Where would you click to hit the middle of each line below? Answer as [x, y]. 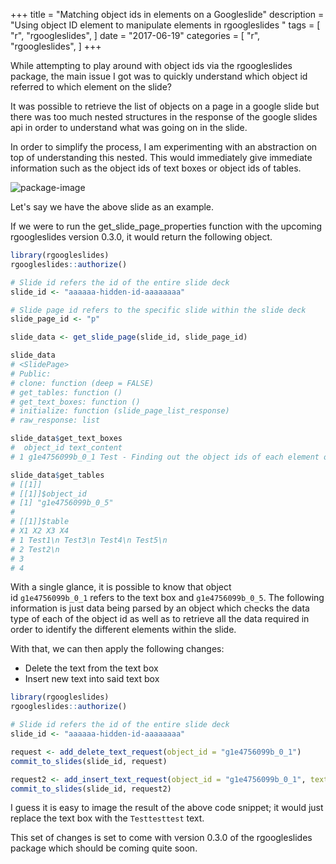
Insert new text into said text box [92, 679]
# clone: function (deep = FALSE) [82, 383]
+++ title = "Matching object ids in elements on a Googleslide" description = [167, 14]
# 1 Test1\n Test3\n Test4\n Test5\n [89, 540]
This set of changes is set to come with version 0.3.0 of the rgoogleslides [161, 838]
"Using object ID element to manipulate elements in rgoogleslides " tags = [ [165, 25]
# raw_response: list [55, 420]
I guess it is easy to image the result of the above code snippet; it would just [167, 808]
